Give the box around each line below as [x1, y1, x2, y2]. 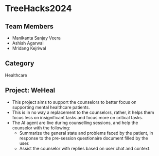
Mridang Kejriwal [12, 46, 46, 51]
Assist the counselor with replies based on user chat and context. [19, 145, 151, 151]
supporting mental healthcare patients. [12, 104, 90, 110]
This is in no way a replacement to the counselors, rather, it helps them [12, 109, 154, 115]
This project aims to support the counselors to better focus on [12, 99, 137, 105]
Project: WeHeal [5, 86, 55, 94]
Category [5, 59, 35, 68]
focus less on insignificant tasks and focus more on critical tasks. [12, 114, 143, 120]
